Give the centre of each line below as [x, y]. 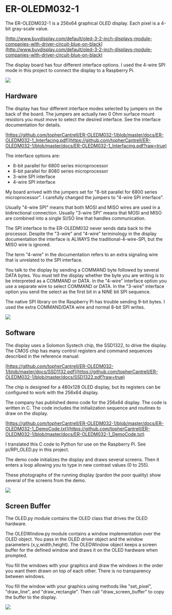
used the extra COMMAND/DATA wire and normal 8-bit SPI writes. [75, 307]
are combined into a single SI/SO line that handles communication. [76, 218]
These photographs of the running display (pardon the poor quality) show [83, 475]
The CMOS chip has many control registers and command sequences [79, 351]
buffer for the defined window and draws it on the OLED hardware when [82, 550]
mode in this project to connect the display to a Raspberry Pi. [70, 70]
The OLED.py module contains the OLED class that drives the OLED [77, 518]
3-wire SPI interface [34, 176]
